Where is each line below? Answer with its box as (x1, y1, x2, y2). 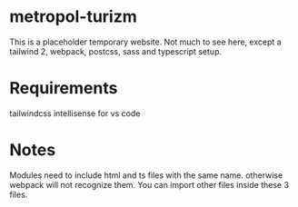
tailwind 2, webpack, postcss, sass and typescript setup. (9, 45, 223, 56)
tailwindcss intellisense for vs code (9, 107, 141, 119)
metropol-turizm (9, 6, 138, 27)
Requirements (9, 78, 118, 99)
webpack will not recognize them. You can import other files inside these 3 (9, 179, 289, 190)
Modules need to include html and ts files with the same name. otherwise (9, 170, 283, 181)
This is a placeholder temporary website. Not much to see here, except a (9, 36, 282, 47)
